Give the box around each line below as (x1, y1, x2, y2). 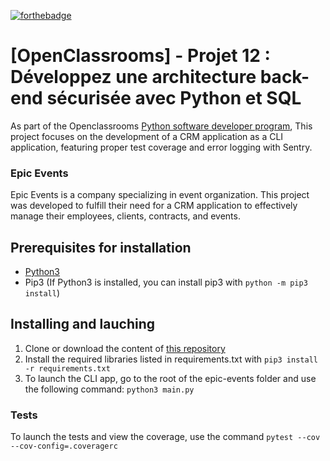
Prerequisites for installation (10, 239, 192, 256)
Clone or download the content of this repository (24, 342, 226, 354)
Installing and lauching (10, 316, 155, 333)
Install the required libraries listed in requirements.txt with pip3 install (24, 353, 318, 365)
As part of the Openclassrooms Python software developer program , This (10, 120, 313, 132)
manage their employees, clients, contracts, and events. (10, 210, 241, 222)
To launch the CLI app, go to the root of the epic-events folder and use (24, 372, 317, 384)
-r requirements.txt (24, 363, 111, 374)
